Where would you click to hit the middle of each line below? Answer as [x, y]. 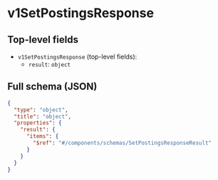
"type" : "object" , [41, 110]
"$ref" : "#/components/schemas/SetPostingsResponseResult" [123, 143]
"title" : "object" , [43, 116]
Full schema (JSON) [52, 87]
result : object [50, 64]
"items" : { [42, 136]
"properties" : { [38, 123]
